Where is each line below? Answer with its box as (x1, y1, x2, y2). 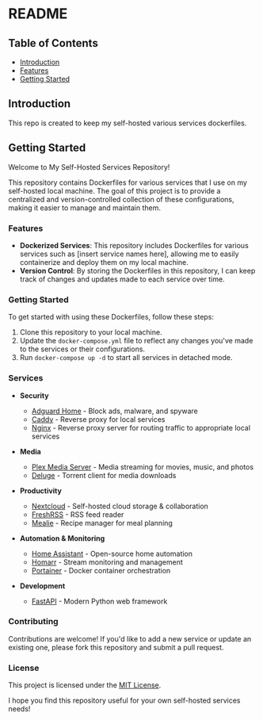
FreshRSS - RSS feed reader (31, 509, 124, 519)
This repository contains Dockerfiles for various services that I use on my (8, 178, 248, 187)
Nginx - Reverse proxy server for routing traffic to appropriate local (31, 423, 251, 432)
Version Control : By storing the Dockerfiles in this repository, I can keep (19, 266, 256, 275)
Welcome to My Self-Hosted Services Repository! (8, 162, 170, 171)
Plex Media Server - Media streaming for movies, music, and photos (31, 461, 254, 472)
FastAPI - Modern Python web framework (31, 596, 168, 606)
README (8, 5, 68, 23)
